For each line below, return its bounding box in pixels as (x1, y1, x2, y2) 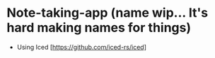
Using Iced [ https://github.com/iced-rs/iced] (16, 43, 146, 51)
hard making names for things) (6, 20, 192, 36)
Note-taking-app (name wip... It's (6, 5, 209, 21)
